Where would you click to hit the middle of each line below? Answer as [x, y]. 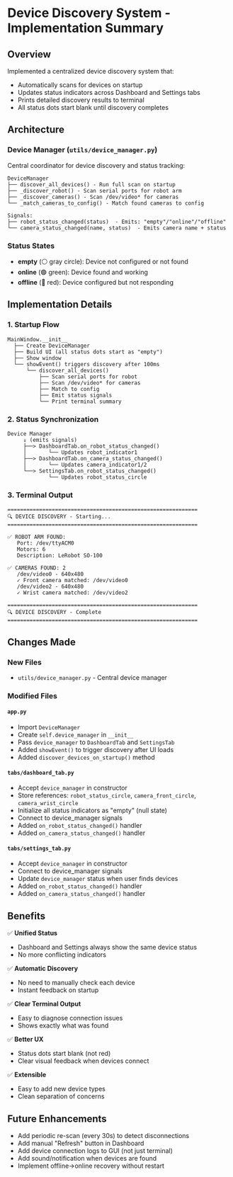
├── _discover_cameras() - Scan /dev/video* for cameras [93, 197]
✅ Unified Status [33, 933]
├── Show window [38, 358]
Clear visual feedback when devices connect [83, 1061]
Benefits [27, 916]
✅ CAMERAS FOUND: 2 [36, 568]
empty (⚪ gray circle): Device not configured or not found [103, 261]
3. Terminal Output [40, 495]
